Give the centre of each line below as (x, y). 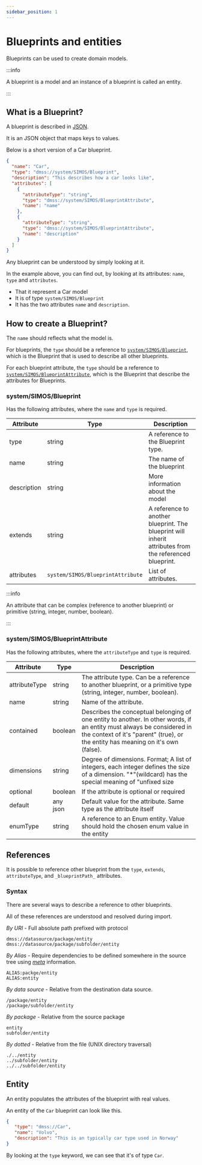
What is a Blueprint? (45, 112)
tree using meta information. (41, 962)
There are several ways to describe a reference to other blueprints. (89, 904)
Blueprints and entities (64, 41)
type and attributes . (32, 280)
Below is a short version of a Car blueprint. (59, 150)
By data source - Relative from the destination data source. (80, 989)
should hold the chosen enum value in (135, 826)
